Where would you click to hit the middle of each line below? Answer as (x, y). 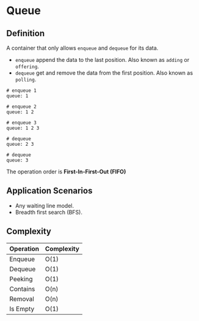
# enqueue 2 (21, 107)
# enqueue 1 (21, 91)
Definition (25, 33)
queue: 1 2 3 (23, 128)
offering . (27, 66)
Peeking (21, 279)
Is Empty (22, 309)
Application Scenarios (49, 191)
